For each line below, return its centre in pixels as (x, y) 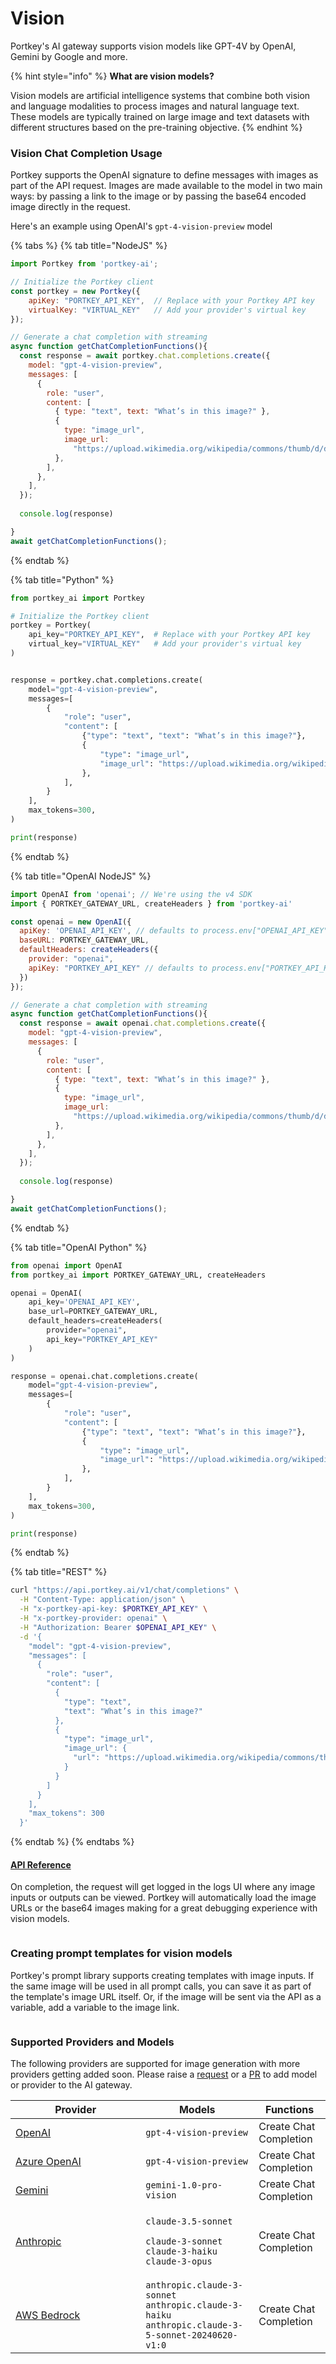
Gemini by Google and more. (69, 56)
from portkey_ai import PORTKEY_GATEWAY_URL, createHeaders (138, 1275)
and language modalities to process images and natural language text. (155, 106)
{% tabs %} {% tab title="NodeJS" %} (89, 246)
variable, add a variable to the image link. (95, 2007)
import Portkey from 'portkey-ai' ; (84, 264)
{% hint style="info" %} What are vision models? (112, 76)
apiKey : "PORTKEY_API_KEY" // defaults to (118, 968)
